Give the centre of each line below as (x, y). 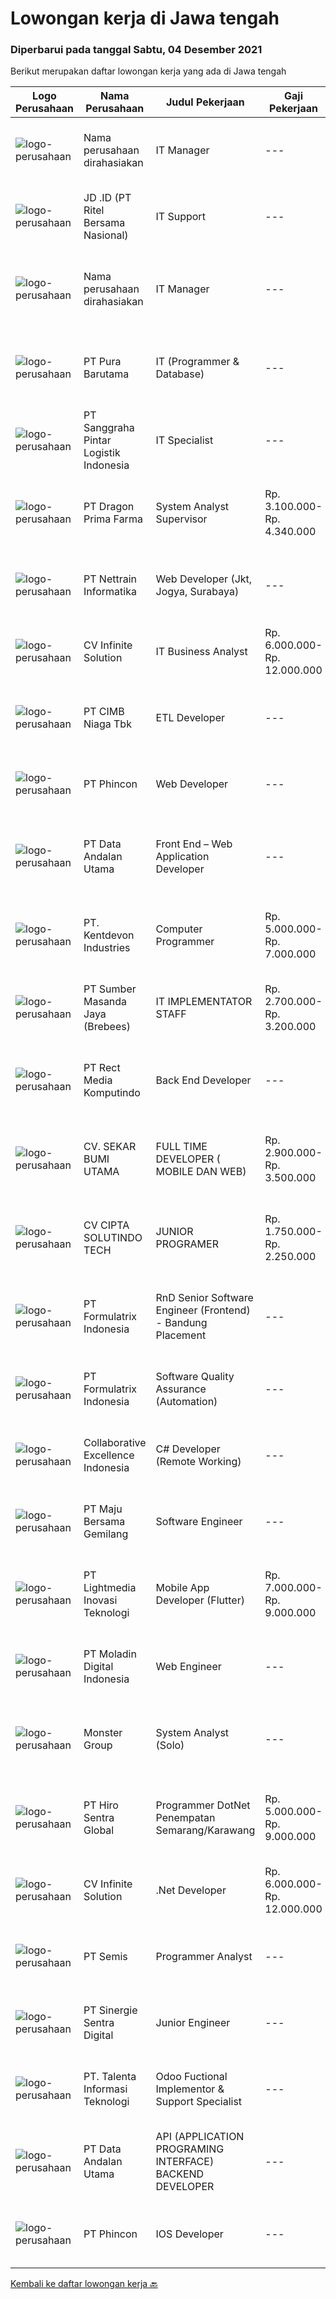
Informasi (105, 2089)
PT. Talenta (110, 2077)
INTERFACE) (185, 2162)
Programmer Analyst (204, 1957)
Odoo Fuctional (191, 2077)
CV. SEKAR (110, 1147)
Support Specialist (199, 2102)
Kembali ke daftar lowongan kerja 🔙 (84, 2284)
